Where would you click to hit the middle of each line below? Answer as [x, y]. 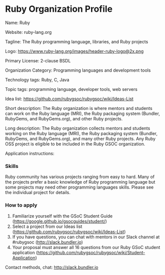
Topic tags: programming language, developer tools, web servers [71, 89]
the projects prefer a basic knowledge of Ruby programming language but [80, 182]
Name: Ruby [18, 23]
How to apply [21, 205]
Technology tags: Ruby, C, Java [37, 80]
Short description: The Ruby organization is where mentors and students [79, 108]
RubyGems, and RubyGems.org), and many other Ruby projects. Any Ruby [81, 138]
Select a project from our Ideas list [47, 226]
